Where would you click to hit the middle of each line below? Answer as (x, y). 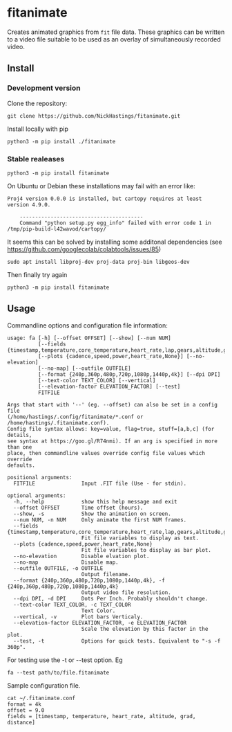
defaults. (21, 465)
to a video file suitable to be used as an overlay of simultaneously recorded (114, 39)
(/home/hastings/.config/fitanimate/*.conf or (75, 417)
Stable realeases (36, 159)
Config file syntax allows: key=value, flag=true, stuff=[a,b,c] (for (111, 429)
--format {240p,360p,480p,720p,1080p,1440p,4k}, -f (89, 580)
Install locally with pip (38, 129)
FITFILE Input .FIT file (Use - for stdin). (100, 483)
